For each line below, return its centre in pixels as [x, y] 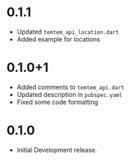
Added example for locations [58, 39]
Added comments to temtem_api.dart [70, 87]
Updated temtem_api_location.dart [68, 32]
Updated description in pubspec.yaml [69, 94]
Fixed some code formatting [57, 102]
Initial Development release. [57, 150]
